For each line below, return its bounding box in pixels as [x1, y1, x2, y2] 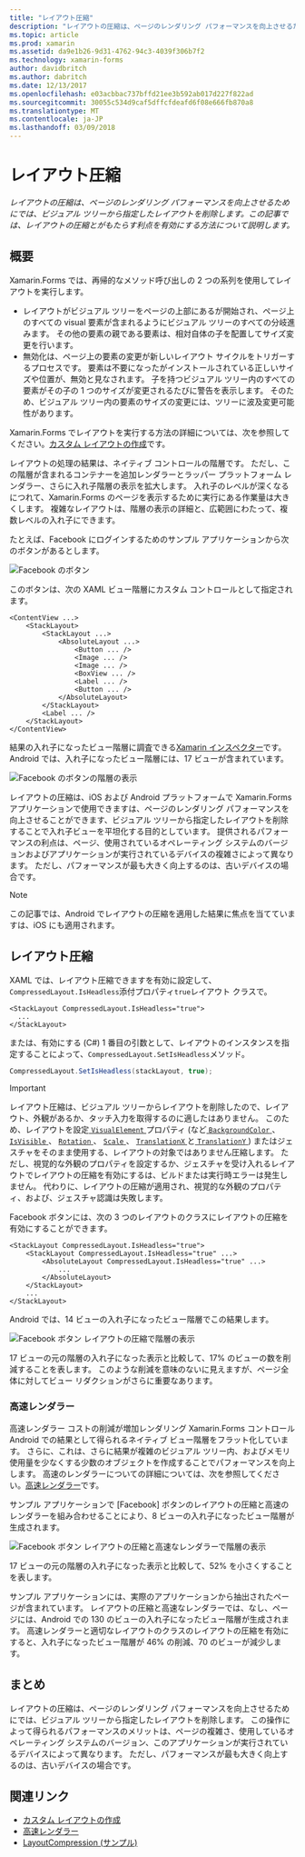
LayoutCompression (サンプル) [22, 1837, 138, 1848]
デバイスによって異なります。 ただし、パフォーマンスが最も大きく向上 [16, 1748, 280, 1759]
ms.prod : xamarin [9, 38, 75, 48]
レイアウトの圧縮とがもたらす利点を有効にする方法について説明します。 [25, 219, 295, 230]
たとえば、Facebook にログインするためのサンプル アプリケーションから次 [9, 534, 290, 544]
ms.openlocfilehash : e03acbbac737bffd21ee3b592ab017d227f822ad [9, 89, 254, 98]
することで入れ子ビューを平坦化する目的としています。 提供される [9, 825, 257, 836]
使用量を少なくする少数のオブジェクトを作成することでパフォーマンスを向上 [9, 1456, 296, 1468]
